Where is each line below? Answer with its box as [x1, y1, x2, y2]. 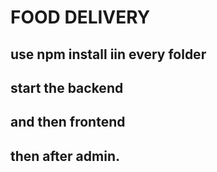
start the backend [10, 79, 124, 96]
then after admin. [10, 147, 120, 165]
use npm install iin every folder [10, 46, 207, 63]
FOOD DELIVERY [10, 6, 151, 29]
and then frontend [10, 114, 126, 131]
